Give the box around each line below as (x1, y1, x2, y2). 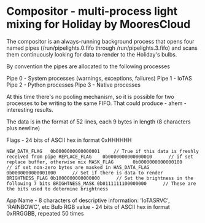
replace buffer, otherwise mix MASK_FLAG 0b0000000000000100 (6, 158, 183, 165)
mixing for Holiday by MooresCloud (6, 17, 191, 31)
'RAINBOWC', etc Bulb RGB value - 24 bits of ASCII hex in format (6, 203, 170, 210)
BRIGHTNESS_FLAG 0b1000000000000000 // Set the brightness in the (6, 175, 193, 181)
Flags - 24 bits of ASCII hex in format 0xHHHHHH (6, 136, 132, 144)
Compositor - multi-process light (6, 4, 178, 18)
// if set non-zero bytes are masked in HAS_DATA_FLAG (6, 164, 150, 170)
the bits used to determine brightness (6, 186, 109, 192)
